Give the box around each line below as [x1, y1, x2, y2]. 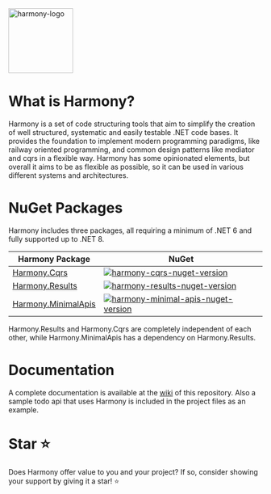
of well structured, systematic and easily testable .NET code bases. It [8, 127, 239, 137]
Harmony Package [17, 253, 90, 264]
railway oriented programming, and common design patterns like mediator [8, 145, 255, 154]
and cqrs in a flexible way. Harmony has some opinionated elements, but [8, 153, 250, 163]
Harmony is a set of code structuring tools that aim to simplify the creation [8, 119, 256, 129]
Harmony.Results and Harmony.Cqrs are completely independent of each [8, 323, 252, 334]
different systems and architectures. [8, 170, 129, 180]
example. [8, 404, 39, 415]
